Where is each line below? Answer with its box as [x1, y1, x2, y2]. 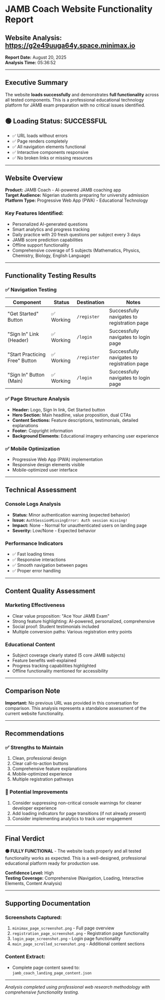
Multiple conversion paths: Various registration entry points [12, 629, 133, 634]
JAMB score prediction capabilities [12, 237, 83, 243]
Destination [77, 299, 105, 306]
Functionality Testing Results [5, 271, 97, 280]
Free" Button [7, 357, 37, 364]
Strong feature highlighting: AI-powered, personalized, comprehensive [12, 618, 155, 624]
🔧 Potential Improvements [5, 788, 68, 795]
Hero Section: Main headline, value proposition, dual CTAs [12, 412, 131, 418]
